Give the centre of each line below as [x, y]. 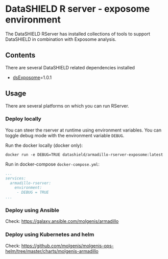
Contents [20, 55]
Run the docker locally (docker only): [44, 145]
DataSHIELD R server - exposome [78, 9]
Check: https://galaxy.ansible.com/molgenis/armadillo [62, 221]
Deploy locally [23, 119]
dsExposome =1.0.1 [32, 77]
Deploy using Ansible [32, 211]
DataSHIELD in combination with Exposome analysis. [61, 39]
